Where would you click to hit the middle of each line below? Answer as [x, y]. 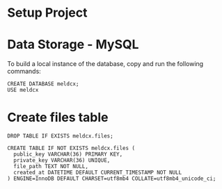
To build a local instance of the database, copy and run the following [105, 64]
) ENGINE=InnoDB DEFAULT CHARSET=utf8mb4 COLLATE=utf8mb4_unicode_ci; [112, 179]
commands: [24, 72]
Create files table [58, 118]
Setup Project [48, 13]
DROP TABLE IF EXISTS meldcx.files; [60, 136]
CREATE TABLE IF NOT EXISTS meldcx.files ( [71, 148]
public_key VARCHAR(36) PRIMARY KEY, [68, 154]
